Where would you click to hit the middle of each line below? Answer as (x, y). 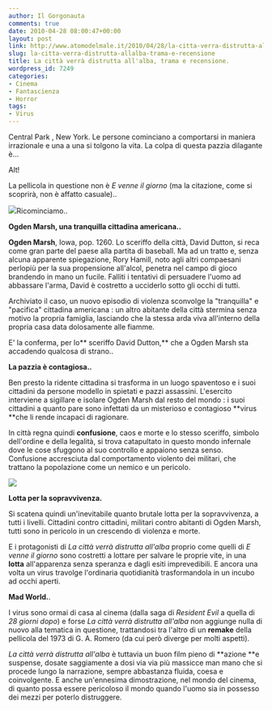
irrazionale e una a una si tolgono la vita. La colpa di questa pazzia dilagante (136, 145)
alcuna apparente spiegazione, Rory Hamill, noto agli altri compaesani (125, 259)
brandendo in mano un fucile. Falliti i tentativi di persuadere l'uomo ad (125, 277)
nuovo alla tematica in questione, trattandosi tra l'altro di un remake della (130, 630)
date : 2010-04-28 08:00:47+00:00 (65, 31)
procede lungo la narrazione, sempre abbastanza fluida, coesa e (116, 671)
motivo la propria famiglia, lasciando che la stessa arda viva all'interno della (134, 318)
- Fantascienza (34, 91)
